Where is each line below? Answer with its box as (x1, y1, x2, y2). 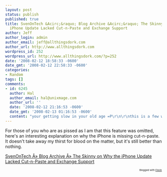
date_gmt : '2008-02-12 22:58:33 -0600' (5, 63, 88, 68)
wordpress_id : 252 (5, 49, 43, 54)
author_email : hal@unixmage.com (9, 95, 77, 100)
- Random (5, 72, 23, 77)
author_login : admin (5, 35, 48, 40)
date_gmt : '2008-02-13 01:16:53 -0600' (9, 109, 92, 115)
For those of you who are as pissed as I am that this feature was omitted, (5, 128, 154, 134)
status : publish (5, 12, 39, 17)
